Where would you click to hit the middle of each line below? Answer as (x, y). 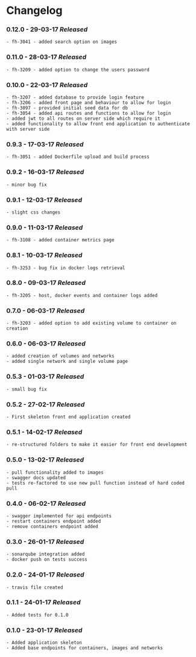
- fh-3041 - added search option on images (62, 42)
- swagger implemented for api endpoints (59, 516)
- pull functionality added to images (55, 472)
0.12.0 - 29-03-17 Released (47, 30)
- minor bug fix (27, 185)
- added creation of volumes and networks (60, 356)
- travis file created (35, 587)
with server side (28, 129)
